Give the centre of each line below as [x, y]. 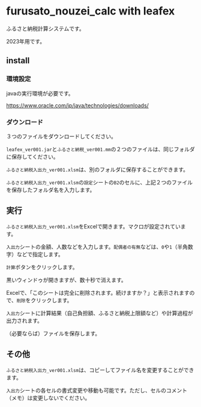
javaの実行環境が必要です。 [40, 93]
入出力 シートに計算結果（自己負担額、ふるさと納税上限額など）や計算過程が [100, 313]
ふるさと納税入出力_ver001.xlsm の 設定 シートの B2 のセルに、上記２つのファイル [100, 182]
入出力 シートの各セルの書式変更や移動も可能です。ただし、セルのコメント [97, 390]
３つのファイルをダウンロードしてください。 [61, 136]
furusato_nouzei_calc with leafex [91, 11]
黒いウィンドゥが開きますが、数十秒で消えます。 [67, 280]
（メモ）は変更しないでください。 [48, 398]
